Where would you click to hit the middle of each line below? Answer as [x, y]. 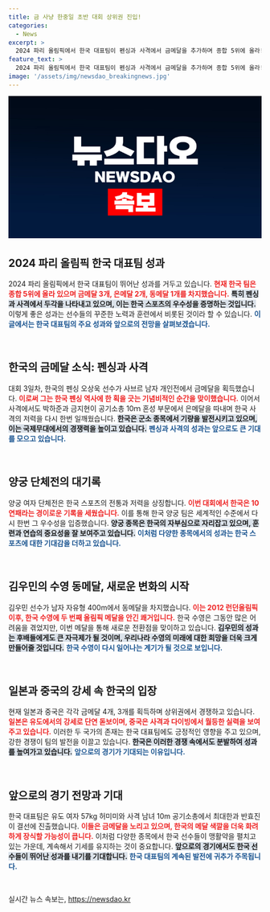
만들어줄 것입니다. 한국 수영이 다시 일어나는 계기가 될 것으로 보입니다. [116, 647]
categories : [28, 25]
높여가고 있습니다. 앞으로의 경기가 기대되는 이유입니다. [101, 752]
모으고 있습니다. [41, 438]
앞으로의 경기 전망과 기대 [65, 795]
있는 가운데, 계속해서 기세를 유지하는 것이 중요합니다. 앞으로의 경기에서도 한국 [129, 846]
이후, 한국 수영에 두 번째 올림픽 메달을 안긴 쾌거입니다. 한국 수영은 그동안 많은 [128, 617]
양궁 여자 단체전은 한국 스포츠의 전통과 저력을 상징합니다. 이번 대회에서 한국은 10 [134, 503]
